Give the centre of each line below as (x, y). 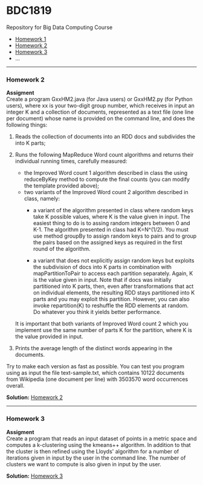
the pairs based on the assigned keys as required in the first (108, 242)
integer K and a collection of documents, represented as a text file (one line (100, 112)
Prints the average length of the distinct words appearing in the (94, 348)
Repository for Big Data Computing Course (60, 27)
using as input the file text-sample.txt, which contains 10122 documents (95, 373)
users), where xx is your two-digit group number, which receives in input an (100, 106)
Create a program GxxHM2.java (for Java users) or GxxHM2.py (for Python (100, 99)
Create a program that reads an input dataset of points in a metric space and (101, 438)
